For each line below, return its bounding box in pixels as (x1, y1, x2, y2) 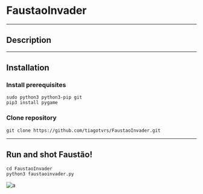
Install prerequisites (6, 81, 66, 89)
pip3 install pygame (6, 100, 59, 106)
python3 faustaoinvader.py (6, 170, 74, 177)
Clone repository (6, 114, 57, 122)
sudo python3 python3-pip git (6, 94, 83, 100)
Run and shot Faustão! (6, 149, 92, 160)
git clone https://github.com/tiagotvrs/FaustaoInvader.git (6, 128, 161, 134)
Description (6, 35, 51, 45)
